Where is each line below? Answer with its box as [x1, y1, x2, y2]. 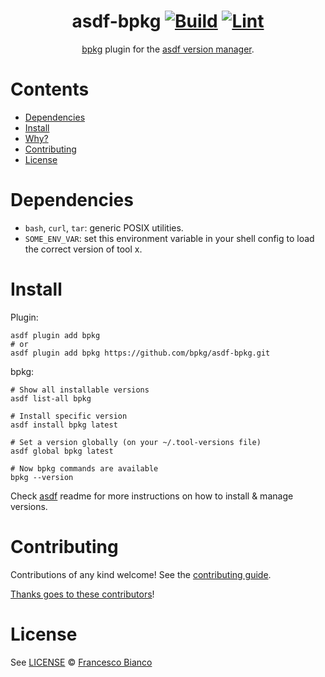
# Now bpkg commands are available [10, 463, 159, 474]
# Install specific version [10, 411, 128, 421]
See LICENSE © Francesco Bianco [10, 656, 153, 668]
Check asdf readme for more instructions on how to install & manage [10, 490, 294, 502]
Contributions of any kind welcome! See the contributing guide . [10, 568, 272, 580]
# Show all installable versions [10, 385, 150, 395]
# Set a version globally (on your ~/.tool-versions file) [10, 437, 262, 447]
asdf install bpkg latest [10, 420, 118, 430]
